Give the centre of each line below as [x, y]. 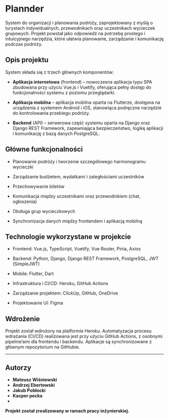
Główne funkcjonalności [44, 149]
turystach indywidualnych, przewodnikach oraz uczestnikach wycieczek [80, 28]
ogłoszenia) [25, 201]
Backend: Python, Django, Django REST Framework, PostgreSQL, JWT [86, 259]
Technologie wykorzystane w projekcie [68, 236]
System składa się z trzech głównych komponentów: [60, 72]
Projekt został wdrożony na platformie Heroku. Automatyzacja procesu [78, 331]
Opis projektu [27, 60]
